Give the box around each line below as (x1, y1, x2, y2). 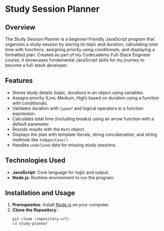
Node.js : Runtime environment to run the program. (12, 174, 115, 180)
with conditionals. (12, 100, 48, 106)
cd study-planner (12, 221, 48, 226)
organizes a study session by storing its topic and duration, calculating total (5, 41, 158, 47)
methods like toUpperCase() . (12, 136, 70, 142)
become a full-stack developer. (5, 63, 68, 68)
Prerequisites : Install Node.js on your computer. (12, 202, 110, 208)
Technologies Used (5, 156, 65, 165)
